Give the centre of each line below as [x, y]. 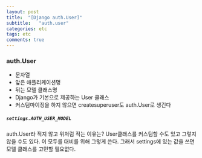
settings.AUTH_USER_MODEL [39, 118]
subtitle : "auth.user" [37, 23]
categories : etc [27, 29]
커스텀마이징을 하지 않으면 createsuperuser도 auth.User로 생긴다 [93, 105]
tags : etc [19, 34]
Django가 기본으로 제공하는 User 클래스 [62, 98]
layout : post [23, 12]
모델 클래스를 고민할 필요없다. [41, 149]
